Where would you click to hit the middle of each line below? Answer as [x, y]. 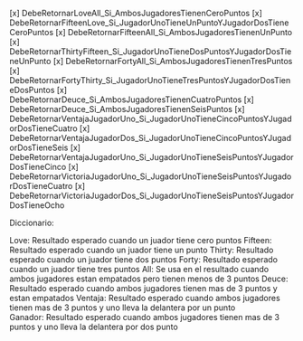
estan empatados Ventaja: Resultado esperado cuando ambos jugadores [145, 298]
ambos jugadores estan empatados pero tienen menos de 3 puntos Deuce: [149, 279]
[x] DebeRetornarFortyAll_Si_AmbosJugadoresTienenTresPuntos [173, 61]
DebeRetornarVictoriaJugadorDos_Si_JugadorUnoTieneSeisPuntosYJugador [152, 195]
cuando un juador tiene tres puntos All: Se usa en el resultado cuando [139, 269]
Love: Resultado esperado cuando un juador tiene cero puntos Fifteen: [141, 240]
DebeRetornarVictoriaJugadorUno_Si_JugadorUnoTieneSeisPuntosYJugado [151, 176]
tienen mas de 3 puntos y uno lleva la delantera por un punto [123, 308]
